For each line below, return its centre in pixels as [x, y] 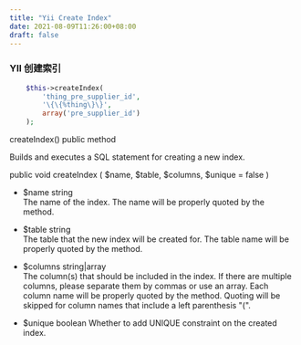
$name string [47, 193]
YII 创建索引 [36, 68]
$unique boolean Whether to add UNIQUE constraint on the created [150, 323]
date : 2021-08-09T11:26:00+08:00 [73, 26]
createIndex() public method [63, 140]
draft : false [34, 35]
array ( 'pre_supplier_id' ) [92, 114]
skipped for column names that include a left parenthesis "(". [136, 306]
